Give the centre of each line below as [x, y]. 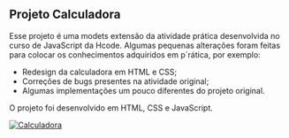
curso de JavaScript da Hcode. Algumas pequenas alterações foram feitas [145, 45]
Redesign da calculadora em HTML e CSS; [99, 72]
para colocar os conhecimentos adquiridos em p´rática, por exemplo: [135, 54]
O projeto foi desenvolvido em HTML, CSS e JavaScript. [111, 107]
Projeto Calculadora [65, 15]
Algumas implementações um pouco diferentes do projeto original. [143, 90]
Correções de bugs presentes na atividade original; [115, 81]
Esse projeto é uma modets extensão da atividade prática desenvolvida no [144, 35]
